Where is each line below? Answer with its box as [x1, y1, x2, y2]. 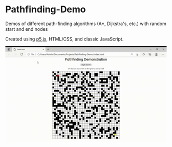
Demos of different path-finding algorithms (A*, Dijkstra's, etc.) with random [5, 20, 166, 27]
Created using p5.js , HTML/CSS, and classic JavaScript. [5, 36, 124, 42]
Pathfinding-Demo [5, 4, 86, 15]
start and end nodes [5, 26, 48, 32]
